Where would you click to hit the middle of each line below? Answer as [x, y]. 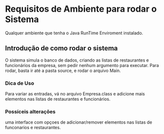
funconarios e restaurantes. [33, 128]
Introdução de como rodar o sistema [61, 48]
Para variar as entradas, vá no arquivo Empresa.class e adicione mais [75, 94]
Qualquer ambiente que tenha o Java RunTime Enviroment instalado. [74, 33]
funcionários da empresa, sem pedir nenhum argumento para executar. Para [82, 65]
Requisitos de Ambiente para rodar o [81, 9]
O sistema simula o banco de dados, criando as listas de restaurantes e [77, 60]
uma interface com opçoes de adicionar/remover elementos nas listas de [79, 122]
